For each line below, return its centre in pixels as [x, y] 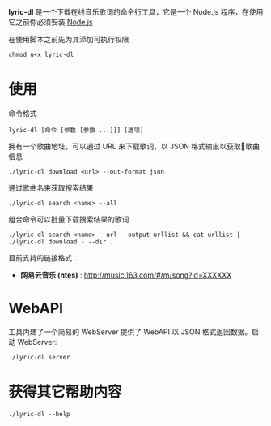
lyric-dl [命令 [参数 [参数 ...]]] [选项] [76, 130]
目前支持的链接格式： [44, 257]
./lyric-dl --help [39, 414]
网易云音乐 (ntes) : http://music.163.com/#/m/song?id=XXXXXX [126, 275]
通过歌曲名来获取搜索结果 [51, 187]
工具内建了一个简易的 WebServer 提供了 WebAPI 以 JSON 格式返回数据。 [130, 332]
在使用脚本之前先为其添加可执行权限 [69, 39]
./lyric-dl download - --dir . [61, 242]
